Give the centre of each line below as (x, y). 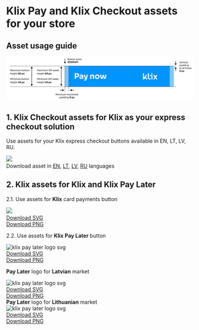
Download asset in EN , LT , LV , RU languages (60, 166)
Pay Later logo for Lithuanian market (52, 302)
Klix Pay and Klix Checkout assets (92, 11)
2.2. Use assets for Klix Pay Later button (56, 235)
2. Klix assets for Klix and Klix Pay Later (81, 185)
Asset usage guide (42, 46)
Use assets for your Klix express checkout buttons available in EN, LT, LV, (96, 141)
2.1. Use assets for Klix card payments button (62, 199)
